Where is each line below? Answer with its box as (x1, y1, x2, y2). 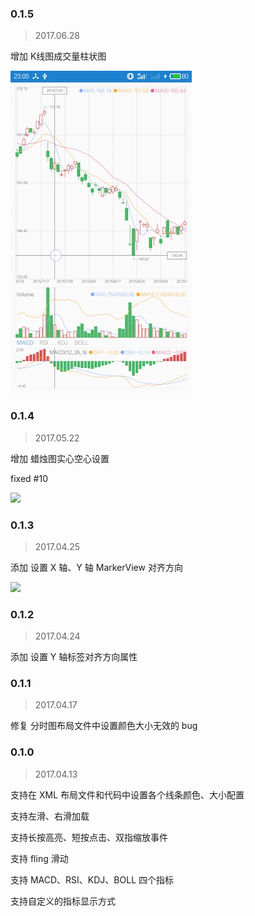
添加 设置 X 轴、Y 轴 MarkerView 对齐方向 (10, 561, 183, 573)
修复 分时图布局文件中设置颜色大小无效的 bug (10, 720, 198, 732)
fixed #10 (10, 472, 48, 484)
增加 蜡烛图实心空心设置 (10, 452, 110, 464)
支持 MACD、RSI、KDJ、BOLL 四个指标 (10, 873, 174, 886)
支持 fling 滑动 (10, 852, 69, 864)
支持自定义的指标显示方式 (10, 895, 116, 907)
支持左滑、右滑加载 (10, 810, 90, 822)
